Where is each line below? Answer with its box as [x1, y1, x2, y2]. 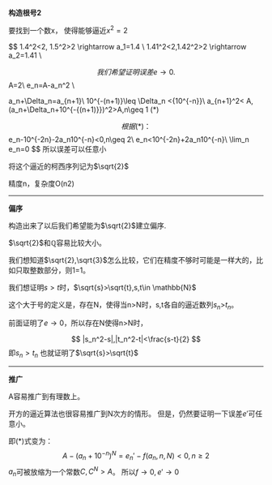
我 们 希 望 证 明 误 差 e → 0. [96, 67, 176, 76]
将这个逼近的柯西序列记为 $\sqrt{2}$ [8, 161, 130, 171]
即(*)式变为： [8, 436, 53, 446]
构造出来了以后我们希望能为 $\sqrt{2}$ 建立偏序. [8, 221, 167, 230]
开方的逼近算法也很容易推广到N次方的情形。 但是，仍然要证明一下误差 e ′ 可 [8, 409, 256, 418]
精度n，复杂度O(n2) [8, 178, 74, 188]
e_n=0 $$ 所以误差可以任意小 [8, 144, 107, 153]
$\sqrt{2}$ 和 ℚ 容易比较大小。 [8, 238, 107, 247]
